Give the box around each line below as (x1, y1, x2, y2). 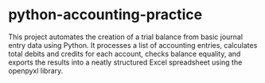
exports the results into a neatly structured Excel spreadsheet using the (8, 57, 243, 67)
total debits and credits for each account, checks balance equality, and (8, 49, 241, 58)
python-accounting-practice (8, 6, 203, 24)
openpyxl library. (8, 65, 64, 75)
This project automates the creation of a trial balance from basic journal (8, 32, 244, 41)
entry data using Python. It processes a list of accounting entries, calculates (8, 40, 258, 49)
